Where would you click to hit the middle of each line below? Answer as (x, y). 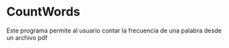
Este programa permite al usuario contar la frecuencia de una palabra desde (114, 30)
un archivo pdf (27, 37)
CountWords (43, 12)
